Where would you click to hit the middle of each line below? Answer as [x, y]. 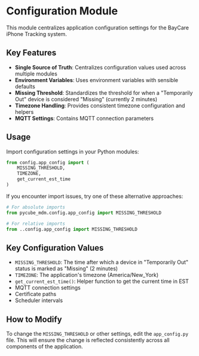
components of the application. [45, 346]
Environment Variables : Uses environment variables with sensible [96, 80]
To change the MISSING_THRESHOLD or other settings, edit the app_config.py [97, 334]
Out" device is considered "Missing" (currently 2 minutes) [86, 99]
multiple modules [36, 74]
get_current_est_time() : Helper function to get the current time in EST [102, 281]
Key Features [31, 53]
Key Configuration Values [55, 248]
